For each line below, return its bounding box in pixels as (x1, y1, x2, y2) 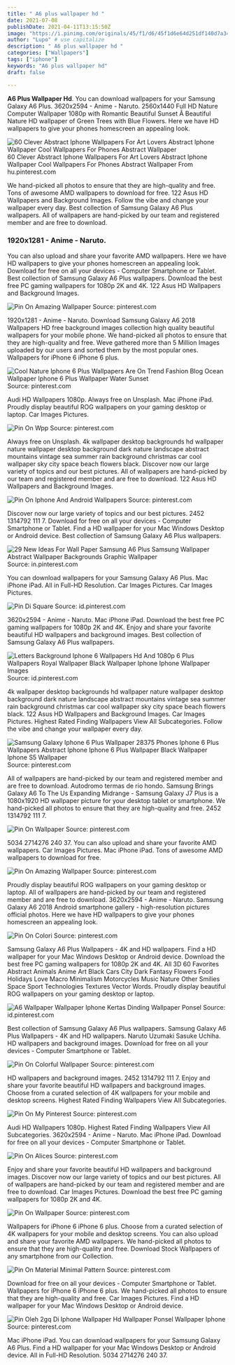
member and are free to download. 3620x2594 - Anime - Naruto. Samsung (7, 895, 224, 904)
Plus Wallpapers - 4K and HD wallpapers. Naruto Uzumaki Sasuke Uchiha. (7, 1031, 221, 1040)
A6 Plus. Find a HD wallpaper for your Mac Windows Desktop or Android (7, 1343, 216, 1352)
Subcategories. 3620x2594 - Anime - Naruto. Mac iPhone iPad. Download (7, 1130, 222, 1139)
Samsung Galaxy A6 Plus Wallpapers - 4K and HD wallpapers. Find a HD (7, 945, 217, 953)
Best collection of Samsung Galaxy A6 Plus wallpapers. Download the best (7, 274, 222, 282)
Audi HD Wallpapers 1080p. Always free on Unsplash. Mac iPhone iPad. (7, 395, 214, 404)
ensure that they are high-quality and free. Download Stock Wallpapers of (7, 1244, 220, 1253)
